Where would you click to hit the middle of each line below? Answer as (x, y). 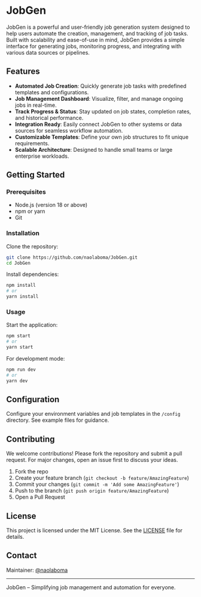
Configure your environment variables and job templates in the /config (93, 414)
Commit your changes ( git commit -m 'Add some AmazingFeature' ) (97, 484)
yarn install (22, 297)
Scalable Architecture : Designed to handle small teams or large (94, 149)
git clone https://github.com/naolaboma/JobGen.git (72, 257)
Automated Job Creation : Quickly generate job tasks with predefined (100, 86)
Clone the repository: (32, 246)
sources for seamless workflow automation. (69, 130)
